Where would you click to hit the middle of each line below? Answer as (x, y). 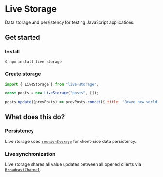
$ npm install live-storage (33, 62)
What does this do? (35, 117)
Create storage (23, 74)
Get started (23, 38)
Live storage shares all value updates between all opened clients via (73, 164)
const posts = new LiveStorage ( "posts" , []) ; (52, 93)
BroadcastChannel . (23, 170)
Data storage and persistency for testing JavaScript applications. (70, 22)
